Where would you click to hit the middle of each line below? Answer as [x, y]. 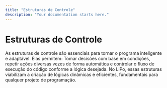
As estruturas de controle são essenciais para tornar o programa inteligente [83, 53]
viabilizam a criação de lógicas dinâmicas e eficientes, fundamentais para [82, 75]
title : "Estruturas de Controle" [40, 10]
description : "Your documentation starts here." [57, 15]
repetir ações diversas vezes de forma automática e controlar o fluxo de [80, 64]
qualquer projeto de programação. [41, 80]
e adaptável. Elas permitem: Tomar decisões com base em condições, [78, 59]
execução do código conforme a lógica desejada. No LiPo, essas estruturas [83, 69]
